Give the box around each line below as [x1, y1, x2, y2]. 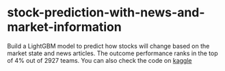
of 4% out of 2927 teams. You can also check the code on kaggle [7, 56, 192, 64]
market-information [7, 19, 122, 35]
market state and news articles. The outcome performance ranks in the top [7, 49, 218, 57]
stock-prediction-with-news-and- [7, 5, 205, 20]
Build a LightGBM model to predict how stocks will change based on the [7, 42, 210, 50]
